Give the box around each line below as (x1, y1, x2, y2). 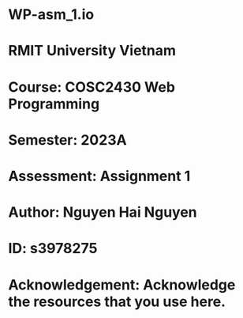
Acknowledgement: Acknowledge (8, 275, 236, 293)
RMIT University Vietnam (8, 42, 176, 60)
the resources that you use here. (8, 293, 226, 310)
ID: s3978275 (8, 240, 98, 258)
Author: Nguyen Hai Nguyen (8, 203, 197, 221)
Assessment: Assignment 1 (8, 167, 191, 185)
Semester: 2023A (8, 131, 128, 149)
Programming (8, 95, 100, 112)
